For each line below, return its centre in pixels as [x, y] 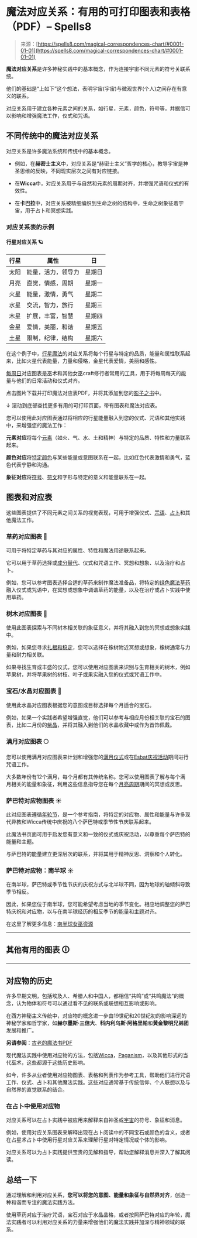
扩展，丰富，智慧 [50, 315]
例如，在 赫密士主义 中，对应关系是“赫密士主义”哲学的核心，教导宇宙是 [99, 163]
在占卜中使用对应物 [33, 1106]
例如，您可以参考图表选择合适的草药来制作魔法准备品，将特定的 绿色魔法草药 [98, 582]
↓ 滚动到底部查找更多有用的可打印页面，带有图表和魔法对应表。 [83, 405]
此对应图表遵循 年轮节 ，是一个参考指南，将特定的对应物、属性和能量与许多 [96, 815]
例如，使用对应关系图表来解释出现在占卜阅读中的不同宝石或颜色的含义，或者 [98, 1133]
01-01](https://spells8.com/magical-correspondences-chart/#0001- [102, 50]
